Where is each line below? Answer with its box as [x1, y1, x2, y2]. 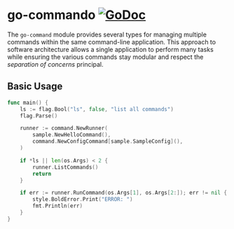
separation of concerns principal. [7, 60, 104, 68]
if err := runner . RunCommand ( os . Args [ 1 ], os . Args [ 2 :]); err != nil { [20, 190, 228, 197]
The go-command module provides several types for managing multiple [7, 30, 207, 39]
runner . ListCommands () [32, 164, 99, 171]
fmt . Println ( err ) [32, 202, 83, 210]
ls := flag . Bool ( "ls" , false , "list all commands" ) [20, 105, 174, 112]
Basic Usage [7, 81, 63, 93]
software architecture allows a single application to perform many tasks [7, 45, 214, 53]
